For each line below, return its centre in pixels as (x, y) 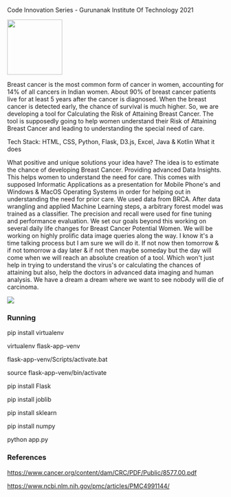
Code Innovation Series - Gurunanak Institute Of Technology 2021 (100, 10)
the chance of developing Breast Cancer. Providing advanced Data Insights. (114, 170)
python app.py (28, 440)
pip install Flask (29, 386)
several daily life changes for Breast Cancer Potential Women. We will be (110, 228)
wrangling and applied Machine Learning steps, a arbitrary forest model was (115, 206)
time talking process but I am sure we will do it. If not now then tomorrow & (113, 243)
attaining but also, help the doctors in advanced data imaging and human (111, 272)
